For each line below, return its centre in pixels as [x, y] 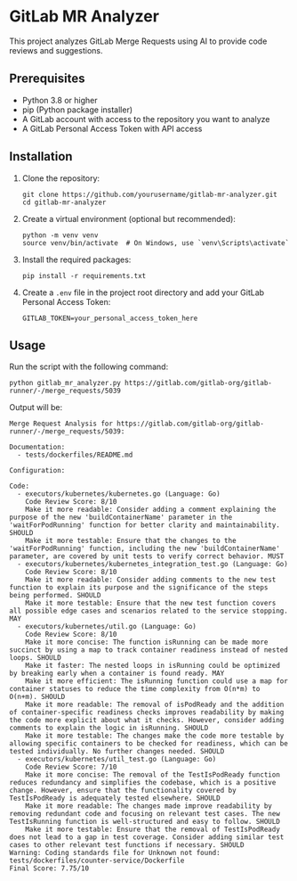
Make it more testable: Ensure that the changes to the [131, 541]
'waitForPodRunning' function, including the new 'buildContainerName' [144, 549]
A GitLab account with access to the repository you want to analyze [146, 119]
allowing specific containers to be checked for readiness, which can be [149, 744]
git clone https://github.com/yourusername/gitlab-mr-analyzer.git [149, 194]
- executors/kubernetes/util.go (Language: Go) [107, 627]
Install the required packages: [76, 259]
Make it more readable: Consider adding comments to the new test [151, 580]
